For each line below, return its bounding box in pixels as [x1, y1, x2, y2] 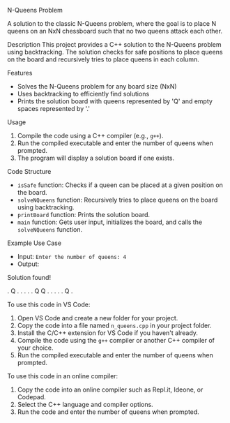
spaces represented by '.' [17, 105, 91, 112]
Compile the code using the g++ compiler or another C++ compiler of [17, 336, 215, 344]
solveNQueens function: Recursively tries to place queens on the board [17, 195, 218, 204]
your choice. [17, 343, 54, 352]
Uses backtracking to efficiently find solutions [17, 90, 150, 98]
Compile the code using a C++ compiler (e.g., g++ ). [17, 132, 164, 140]
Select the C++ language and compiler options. [17, 401, 153, 408]
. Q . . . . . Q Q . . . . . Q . [7, 287, 73, 295]
